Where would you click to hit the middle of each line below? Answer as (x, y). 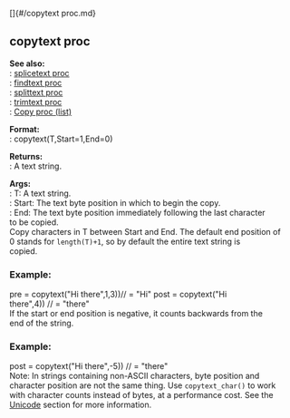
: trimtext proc (36, 102)
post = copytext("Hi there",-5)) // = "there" (89, 366)
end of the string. (42, 323)
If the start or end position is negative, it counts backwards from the (136, 314)
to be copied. (34, 222)
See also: (27, 63)
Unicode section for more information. (81, 405)
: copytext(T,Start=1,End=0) (61, 139)
